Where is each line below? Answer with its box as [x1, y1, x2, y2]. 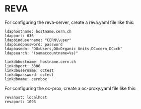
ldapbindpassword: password [4, 42, 63, 47]
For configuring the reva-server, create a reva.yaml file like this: [4, 19, 135, 25]
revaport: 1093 [4, 99, 36, 104]
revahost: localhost [4, 95, 48, 100]
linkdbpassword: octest [4, 72, 54, 77]
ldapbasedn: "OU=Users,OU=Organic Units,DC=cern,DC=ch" [4, 46, 123, 51]
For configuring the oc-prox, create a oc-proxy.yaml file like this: [4, 85, 137, 91]
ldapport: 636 [4, 33, 34, 38]
